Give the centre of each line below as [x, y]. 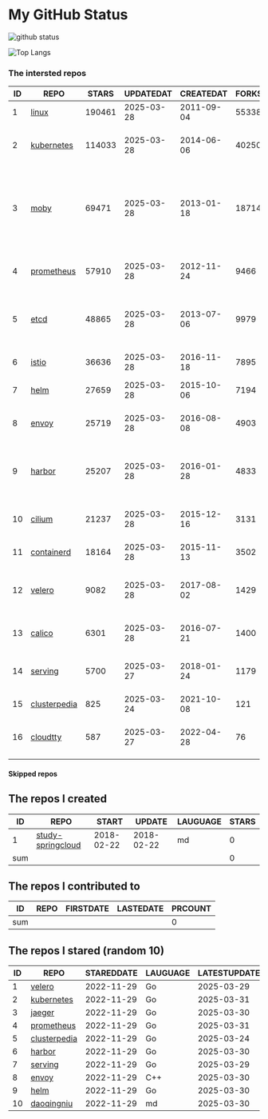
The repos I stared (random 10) [87, 951]
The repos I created [58, 799]
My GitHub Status [68, 15]
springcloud [58, 845]
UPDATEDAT [148, 94]
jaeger [43, 1013]
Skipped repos [33, 773]
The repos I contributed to [75, 887]
